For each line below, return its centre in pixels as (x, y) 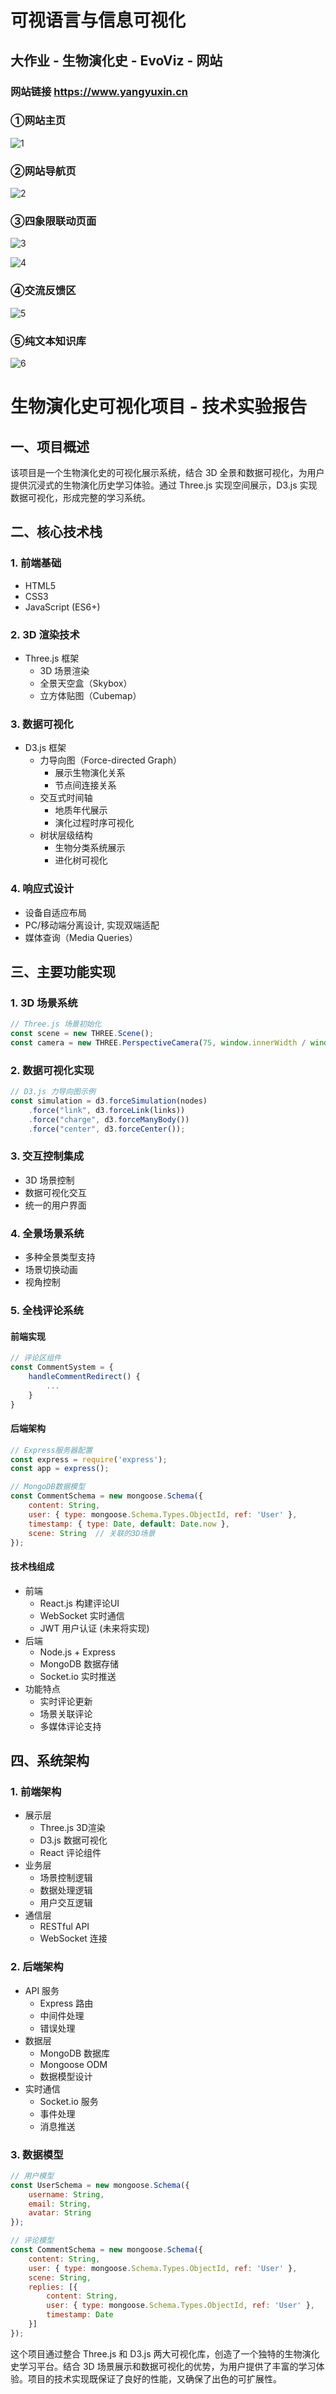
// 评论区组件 (36, 1358)
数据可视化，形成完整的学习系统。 (80, 497)
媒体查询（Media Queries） (81, 937)
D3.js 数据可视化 (73, 1840)
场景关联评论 (66, 1713)
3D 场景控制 (49, 1180)
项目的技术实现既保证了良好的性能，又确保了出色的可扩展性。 (154, 2378)
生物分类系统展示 (90, 848)
